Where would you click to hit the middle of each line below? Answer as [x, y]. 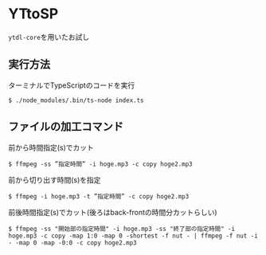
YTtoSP [33, 14]
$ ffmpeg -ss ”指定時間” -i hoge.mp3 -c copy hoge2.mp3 [100, 164]
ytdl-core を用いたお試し [49, 37]
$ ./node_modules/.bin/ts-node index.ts [76, 100]
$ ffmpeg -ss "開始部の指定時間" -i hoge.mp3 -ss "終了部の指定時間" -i [122, 229]
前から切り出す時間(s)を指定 [55, 179]
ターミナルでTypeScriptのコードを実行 [72, 85]
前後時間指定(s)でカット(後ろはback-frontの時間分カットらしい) [113, 212]
